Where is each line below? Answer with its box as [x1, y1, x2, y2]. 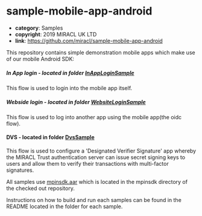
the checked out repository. [6, 185, 75, 192]
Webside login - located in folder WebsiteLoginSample [6, 98, 146, 105]
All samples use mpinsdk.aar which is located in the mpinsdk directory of [6, 178, 188, 186]
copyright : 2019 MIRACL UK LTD [14, 30, 97, 38]
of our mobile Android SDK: [6, 55, 74, 62]
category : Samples [14, 24, 63, 31]
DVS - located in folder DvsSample [6, 134, 95, 141]
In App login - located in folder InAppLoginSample [6, 69, 134, 76]
